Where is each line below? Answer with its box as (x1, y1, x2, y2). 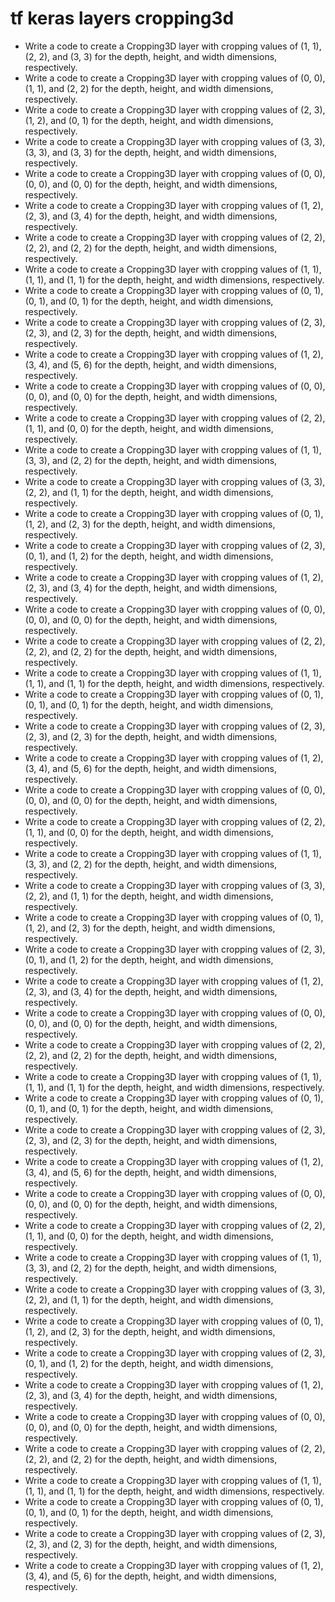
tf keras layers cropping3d (10, 7, 235, 30)
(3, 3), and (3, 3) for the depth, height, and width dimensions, (24, 146, 277, 158)
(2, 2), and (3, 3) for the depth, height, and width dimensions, (24, 50, 278, 62)
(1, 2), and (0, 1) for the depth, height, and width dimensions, (24, 114, 274, 126)
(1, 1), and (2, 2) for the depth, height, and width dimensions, (24, 82, 274, 94)
